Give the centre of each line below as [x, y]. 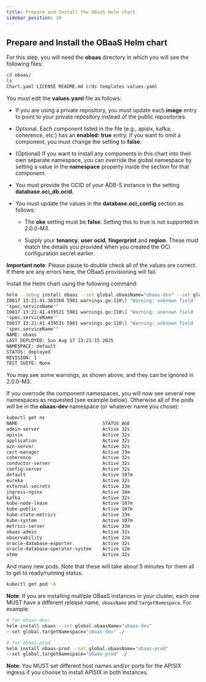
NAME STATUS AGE [68, 424]
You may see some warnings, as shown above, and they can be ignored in [100, 375]
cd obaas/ [19, 75]
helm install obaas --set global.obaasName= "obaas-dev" [79, 626]
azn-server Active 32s [68, 446]
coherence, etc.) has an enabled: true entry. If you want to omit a [98, 135]
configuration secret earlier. [59, 253]
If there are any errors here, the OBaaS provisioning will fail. [82, 271]
